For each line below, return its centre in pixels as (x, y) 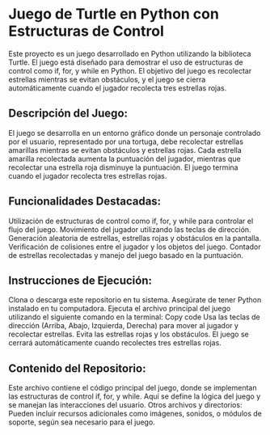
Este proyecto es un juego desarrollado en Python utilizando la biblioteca (130, 53)
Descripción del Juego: (68, 114)
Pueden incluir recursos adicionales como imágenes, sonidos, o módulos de (135, 414)
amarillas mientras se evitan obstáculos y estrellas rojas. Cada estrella (125, 150)
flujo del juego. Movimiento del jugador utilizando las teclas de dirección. (130, 229)
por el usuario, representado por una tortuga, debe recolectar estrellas (126, 141)
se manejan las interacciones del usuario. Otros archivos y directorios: (125, 405)
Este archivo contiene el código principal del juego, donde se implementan (133, 388)
